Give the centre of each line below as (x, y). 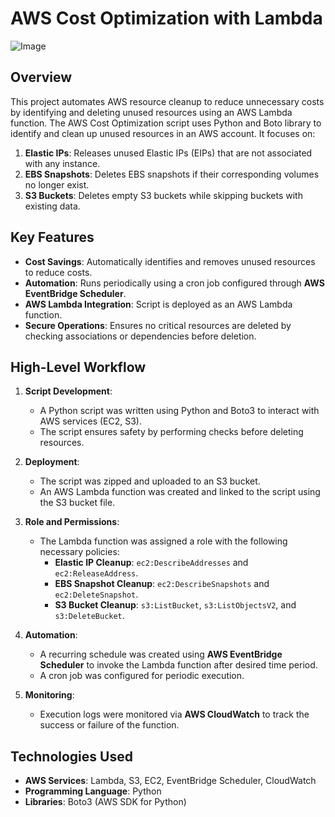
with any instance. (62, 163)
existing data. (52, 206)
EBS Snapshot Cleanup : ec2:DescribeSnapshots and (162, 584)
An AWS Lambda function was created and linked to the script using (180, 492)
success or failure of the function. (109, 725)
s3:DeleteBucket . (89, 616)
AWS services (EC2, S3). (90, 421)
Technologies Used (71, 756)
